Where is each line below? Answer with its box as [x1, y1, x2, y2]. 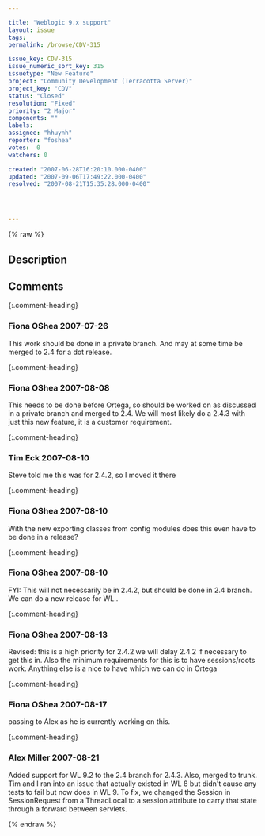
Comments [8, 279, 64, 293]
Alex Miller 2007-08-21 [8, 752, 100, 763]
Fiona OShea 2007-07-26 [8, 321, 109, 332]
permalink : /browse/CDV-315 [8, 40, 101, 48]
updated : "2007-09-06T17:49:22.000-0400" [8, 172, 147, 181]
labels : [8, 121, 34, 129]
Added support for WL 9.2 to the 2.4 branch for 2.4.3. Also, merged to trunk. [8, 770, 257, 780]
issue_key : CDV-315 [8, 55, 73, 64]
